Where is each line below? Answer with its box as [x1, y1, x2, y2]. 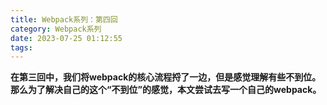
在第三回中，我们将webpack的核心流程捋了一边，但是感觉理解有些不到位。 [10, 71, 322, 83]
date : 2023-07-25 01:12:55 [10, 33, 123, 43]
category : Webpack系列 [10, 24, 102, 34]
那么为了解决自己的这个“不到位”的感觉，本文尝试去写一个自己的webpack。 [10, 84, 322, 96]
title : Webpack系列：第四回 [10, 14, 118, 25]
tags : [10, 42, 33, 53]
